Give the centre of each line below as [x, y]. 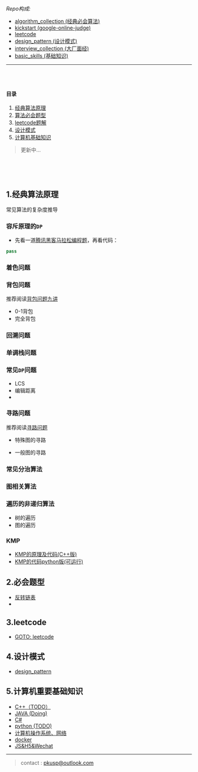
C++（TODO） [33, 707]
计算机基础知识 [33, 137]
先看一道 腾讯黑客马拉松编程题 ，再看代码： [66, 240]
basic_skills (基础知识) [42, 56]
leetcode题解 [31, 123]
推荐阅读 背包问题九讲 [32, 299]
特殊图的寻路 [30, 440]
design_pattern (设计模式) [46, 41]
